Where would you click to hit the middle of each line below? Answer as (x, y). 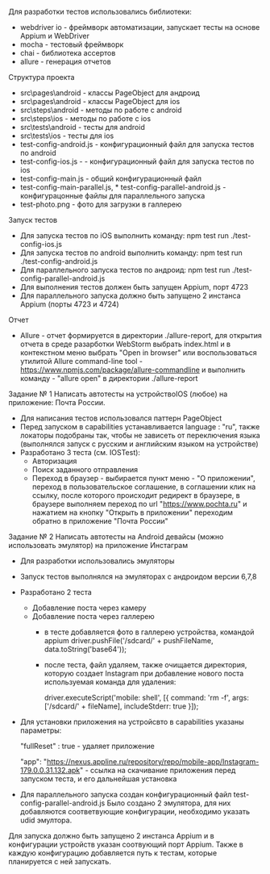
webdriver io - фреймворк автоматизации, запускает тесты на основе (140, 27)
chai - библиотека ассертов (68, 53)
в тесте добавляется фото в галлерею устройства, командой (149, 632)
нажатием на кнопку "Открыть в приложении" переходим (133, 512)
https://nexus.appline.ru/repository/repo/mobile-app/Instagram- (153, 761)
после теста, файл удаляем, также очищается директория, (145, 665)
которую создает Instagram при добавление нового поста (144, 673)
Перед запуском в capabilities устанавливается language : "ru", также (140, 427)
